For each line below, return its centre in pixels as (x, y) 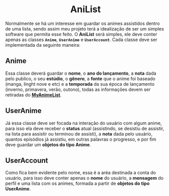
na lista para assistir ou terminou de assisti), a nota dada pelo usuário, (79, 134)
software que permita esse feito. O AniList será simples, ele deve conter (81, 34)
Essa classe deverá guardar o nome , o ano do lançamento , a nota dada (81, 73)
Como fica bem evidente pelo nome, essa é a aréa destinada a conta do (81, 173)
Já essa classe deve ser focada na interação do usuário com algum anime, (83, 123)
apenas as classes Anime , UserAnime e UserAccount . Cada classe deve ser (81, 40)
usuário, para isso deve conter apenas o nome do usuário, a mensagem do (84, 178)
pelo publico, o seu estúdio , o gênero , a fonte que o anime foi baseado (80, 78)
